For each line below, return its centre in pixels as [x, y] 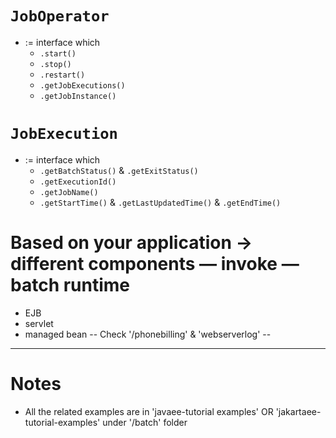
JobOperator [60, 16]
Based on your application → [131, 243]
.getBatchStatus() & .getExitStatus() [119, 170]
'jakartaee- [298, 411]
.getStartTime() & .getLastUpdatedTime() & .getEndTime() [160, 202]
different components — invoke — [155, 264]
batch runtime [70, 285]
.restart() [62, 75]
